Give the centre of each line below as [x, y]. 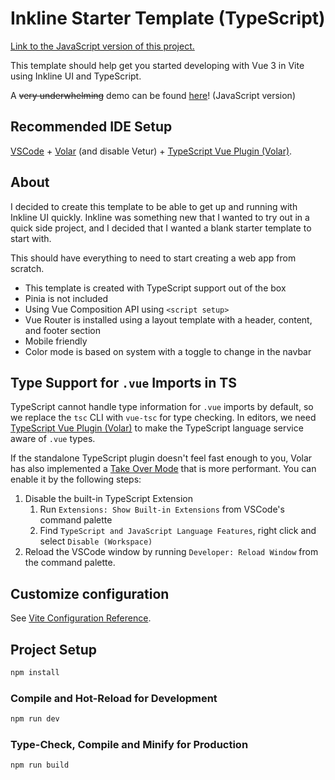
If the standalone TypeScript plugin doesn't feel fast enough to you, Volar [161, 458]
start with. [31, 238]
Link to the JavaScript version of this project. [102, 46]
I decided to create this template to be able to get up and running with [154, 206]
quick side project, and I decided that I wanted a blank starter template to [161, 228]
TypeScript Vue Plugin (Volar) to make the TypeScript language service [157, 428]
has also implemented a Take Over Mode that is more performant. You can [163, 469]
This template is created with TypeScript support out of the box [155, 288]
